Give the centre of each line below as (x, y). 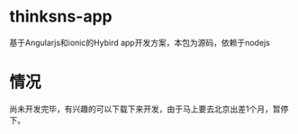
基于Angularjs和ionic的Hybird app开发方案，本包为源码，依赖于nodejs (140, 42)
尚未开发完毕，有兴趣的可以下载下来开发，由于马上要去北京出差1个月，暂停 (149, 109)
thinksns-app (61, 17)
